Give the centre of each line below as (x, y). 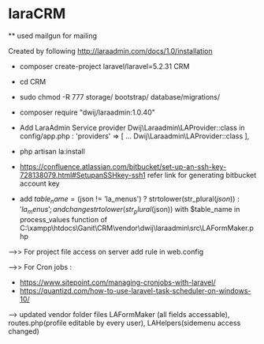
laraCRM (37, 14)
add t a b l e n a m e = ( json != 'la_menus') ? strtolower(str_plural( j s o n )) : (130, 200)
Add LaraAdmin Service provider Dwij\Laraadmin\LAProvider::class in (132, 127)
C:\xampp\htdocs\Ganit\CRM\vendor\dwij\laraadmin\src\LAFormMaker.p (137, 228)
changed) (24, 331)
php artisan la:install (52, 151)
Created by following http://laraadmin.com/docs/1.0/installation (110, 51)
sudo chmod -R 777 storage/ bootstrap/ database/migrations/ (120, 96)
